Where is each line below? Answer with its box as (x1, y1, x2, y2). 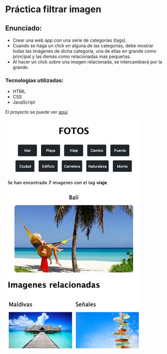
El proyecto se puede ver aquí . (5, 109, 69, 115)
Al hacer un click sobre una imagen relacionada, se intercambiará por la (12, 59, 162, 65)
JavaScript (12, 99, 35, 105)
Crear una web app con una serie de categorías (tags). (12, 37, 127, 43)
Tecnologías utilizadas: (5, 77, 64, 84)
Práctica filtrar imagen (5, 4, 102, 15)
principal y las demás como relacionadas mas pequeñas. (12, 53, 132, 59)
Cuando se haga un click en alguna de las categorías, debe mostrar (12, 43, 154, 49)
